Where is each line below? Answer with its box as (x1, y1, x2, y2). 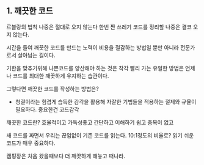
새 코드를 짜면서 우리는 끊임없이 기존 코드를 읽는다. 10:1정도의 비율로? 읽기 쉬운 (6, 131, 194, 139)
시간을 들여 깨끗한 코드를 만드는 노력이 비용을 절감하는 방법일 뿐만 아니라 (6, 43, 179, 51)
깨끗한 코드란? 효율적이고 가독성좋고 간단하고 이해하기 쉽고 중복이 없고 (6, 119, 174, 126)
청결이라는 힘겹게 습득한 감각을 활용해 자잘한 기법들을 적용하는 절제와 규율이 (15, 98, 197, 105)
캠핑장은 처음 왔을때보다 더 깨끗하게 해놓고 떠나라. (6, 152, 126, 159)
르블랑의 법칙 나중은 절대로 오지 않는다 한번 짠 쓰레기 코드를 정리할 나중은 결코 (6, 23, 192, 31)
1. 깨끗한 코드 (6, 5, 53, 16)
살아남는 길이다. (17, 51, 56, 59)
